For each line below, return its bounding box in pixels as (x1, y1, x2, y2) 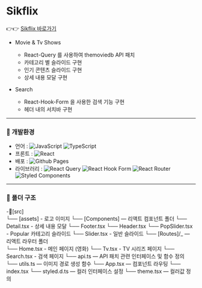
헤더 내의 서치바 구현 (23, 105, 73, 112)
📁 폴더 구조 (6, 194, 36, 202)
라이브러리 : (14, 165, 43, 173)
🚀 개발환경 (6, 127, 35, 136)
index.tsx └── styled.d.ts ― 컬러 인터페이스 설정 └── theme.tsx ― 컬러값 (6, 268, 185, 275)
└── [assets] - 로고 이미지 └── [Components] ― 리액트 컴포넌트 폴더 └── (6, 215, 188, 222)
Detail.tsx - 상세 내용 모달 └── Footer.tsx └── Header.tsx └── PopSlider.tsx (6, 222, 193, 230)
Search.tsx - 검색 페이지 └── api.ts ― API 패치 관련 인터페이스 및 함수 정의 (6, 253, 185, 260)
